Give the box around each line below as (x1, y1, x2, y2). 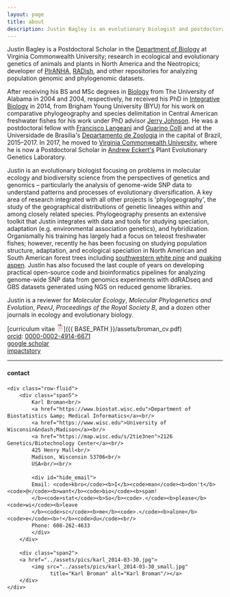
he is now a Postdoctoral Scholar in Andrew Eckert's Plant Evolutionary (7, 146, 207, 154)
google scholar (7, 339, 50, 348)
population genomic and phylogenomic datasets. (7, 74, 145, 82)
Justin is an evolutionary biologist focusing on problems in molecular (7, 167, 201, 175)
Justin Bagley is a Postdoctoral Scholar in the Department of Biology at (7, 45, 207, 53)
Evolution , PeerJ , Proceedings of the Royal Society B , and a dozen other (7, 304, 211, 312)
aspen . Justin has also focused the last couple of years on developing (7, 261, 205, 269)
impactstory (7, 347, 41, 355)
